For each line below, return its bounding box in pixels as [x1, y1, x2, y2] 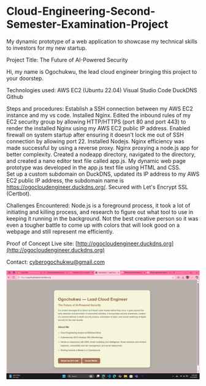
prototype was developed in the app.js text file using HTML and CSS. [6, 163, 181, 171]
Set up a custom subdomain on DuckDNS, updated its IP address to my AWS [6, 170, 200, 178]
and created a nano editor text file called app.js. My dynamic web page [6, 157, 186, 164]
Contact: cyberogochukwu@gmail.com [6, 258, 105, 266]
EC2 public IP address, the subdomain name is [6, 176, 124, 184]
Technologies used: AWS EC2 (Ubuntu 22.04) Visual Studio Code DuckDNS [6, 86, 197, 93]
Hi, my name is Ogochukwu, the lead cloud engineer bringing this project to [6, 68, 197, 75]
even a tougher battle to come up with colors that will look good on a [6, 221, 180, 229]
